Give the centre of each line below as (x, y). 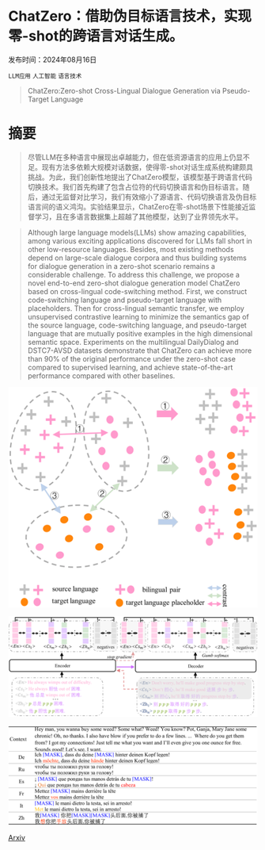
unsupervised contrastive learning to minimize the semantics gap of (138, 316)
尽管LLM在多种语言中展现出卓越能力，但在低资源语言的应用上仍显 (135, 157)
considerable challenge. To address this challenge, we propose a (133, 274)
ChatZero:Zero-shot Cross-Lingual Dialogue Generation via (124, 90)
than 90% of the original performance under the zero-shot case (131, 358)
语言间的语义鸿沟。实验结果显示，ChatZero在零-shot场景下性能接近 (138, 206)
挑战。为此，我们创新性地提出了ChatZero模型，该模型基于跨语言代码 (140, 177)
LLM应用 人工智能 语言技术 (45, 76)
